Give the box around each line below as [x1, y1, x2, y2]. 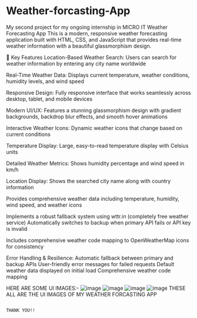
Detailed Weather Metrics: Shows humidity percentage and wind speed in [6, 160, 185, 167]
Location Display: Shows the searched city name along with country [6, 177, 171, 184]
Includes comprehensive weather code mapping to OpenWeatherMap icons [6, 237, 189, 244]
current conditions [6, 131, 51, 138]
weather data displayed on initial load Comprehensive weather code [6, 267, 171, 274]
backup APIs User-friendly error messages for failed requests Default [6, 260, 175, 267]
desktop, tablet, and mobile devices [6, 95, 93, 102]
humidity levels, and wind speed [6, 78, 84, 85]
